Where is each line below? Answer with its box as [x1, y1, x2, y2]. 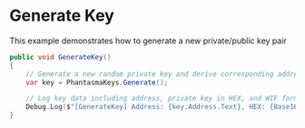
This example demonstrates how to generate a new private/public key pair [9, 35, 288, 46]
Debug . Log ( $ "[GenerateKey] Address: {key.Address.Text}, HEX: [25, 103, 266, 112]
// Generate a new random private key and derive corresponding [25, 69, 274, 78]
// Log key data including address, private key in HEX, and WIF [25, 94, 279, 104]
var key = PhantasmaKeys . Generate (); [25, 78, 169, 87]
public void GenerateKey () [9, 52, 112, 61]
